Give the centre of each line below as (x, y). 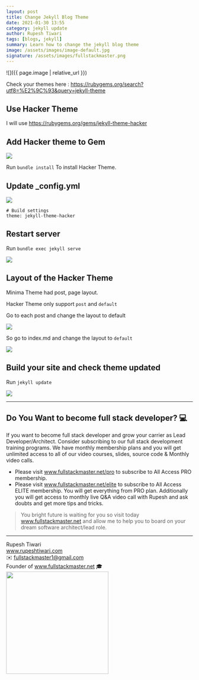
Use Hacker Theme (42, 109)
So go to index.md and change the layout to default (69, 338)
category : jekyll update (37, 28)
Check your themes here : (38, 84)
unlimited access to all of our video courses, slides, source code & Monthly (98, 454)
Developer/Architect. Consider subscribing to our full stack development (94, 442)
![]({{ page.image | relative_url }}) (47, 72)
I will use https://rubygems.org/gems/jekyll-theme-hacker (77, 123)
